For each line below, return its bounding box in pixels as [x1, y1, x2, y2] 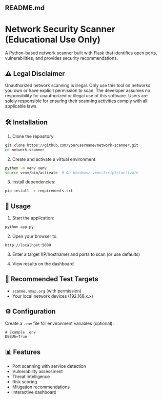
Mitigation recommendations [12, 384, 70, 390]
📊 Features [5, 348, 40, 356]
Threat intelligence [12, 374, 50, 379]
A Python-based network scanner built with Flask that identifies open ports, [5, 50, 158, 56]
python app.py [5, 224, 34, 229]
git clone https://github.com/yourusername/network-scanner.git [5, 143, 139, 148]
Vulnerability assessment [12, 369, 63, 375]
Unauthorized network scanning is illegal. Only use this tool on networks [5, 83, 151, 89]
